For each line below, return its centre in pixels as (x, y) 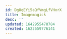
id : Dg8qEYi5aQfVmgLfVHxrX (33, 10)
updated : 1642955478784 (30, 24)
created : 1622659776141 (30, 29)
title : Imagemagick (26, 15)
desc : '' (14, 19)
